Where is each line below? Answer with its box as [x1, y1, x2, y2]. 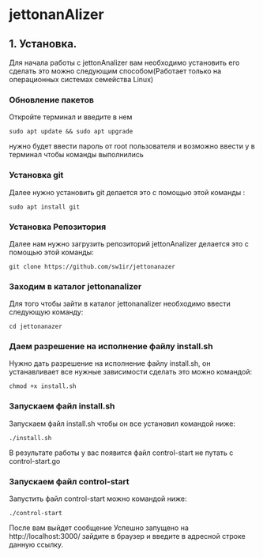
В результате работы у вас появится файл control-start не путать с [9, 448, 234, 457]
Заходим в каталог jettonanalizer [9, 280, 142, 292]
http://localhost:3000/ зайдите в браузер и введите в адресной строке [9, 532, 246, 541]
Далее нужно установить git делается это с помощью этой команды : [9, 187, 246, 197]
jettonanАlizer [9, 6, 105, 24]
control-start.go [9, 456, 61, 465]
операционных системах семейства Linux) [9, 75, 154, 84]
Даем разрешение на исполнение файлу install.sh [9, 341, 213, 352]
